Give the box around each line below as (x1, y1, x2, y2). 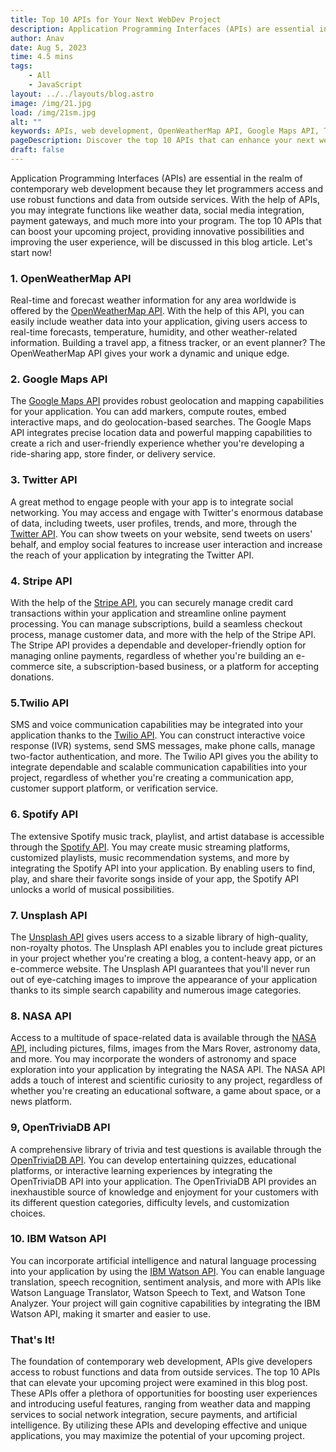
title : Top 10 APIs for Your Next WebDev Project (10, 14, 222, 25)
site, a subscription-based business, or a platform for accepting (56, 661, 320, 673)
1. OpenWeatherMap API (10, 271, 132, 285)
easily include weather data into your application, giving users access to (10, 316, 308, 328)
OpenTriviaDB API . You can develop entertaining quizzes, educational (10, 1154, 297, 1166)
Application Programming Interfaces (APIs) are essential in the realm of (10, 172, 303, 184)
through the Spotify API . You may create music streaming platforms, (10, 841, 291, 853)
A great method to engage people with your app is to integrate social (10, 496, 294, 508)
